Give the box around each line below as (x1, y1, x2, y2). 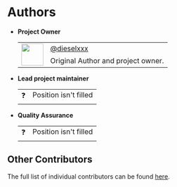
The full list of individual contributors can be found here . (7, 172, 170, 181)
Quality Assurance (17, 111, 74, 119)
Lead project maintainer (17, 74, 89, 83)
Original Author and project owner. (50, 55, 164, 65)
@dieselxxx (50, 43, 89, 53)
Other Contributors (7, 153, 93, 165)
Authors (7, 4, 56, 20)
